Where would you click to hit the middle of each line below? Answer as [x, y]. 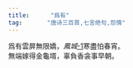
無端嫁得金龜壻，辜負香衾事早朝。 [63, 55]
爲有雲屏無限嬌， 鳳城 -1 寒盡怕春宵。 [66, 46]
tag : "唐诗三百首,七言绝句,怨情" [67, 23]
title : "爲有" [39, 15]
